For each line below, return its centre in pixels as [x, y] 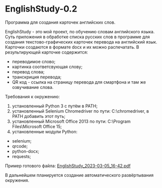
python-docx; [26, 151]
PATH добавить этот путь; [39, 116]
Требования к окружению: [32, 96]
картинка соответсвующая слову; [47, 67]
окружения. [17, 180]
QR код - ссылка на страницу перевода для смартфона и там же [79, 82]
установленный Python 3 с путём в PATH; [55, 106]
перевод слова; [28, 72]
